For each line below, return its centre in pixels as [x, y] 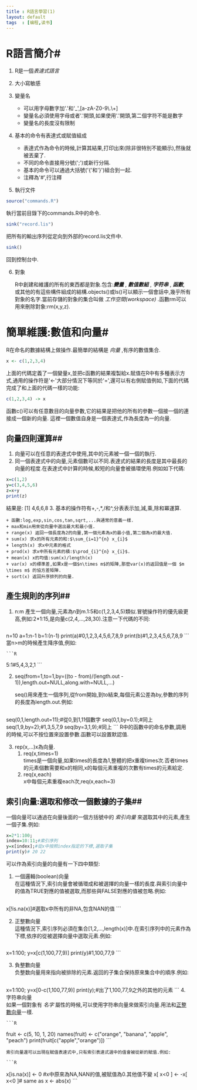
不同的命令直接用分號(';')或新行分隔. [67, 163]
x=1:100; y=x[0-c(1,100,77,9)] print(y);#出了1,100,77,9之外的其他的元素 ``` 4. [96, 990]
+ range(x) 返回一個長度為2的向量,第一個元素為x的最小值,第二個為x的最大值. [89, 533]
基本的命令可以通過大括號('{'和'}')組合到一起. [77, 170]
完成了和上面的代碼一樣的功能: [43, 388]
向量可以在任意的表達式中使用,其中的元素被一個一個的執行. [85, 454]
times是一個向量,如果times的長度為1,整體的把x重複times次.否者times [106, 760]
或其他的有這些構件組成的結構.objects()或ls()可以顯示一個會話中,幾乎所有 [103, 291]
